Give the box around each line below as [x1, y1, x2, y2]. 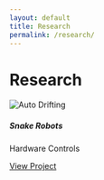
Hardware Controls [9, 143, 80, 155]
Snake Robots [9, 120, 63, 131]
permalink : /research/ [9, 30, 95, 39]
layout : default [9, 13, 71, 23]
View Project [9, 161, 57, 172]
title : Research [9, 22, 71, 31]
